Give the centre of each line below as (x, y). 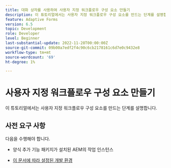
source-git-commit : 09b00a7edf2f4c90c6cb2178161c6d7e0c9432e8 (73, 48)
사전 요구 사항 (25, 126)
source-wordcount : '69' (31, 57)
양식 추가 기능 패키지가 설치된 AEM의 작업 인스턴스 (63, 149)
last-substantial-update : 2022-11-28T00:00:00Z (57, 43)
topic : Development (26, 29)
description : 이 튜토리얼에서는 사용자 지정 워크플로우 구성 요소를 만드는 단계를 (80, 15)
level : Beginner (22, 39)
